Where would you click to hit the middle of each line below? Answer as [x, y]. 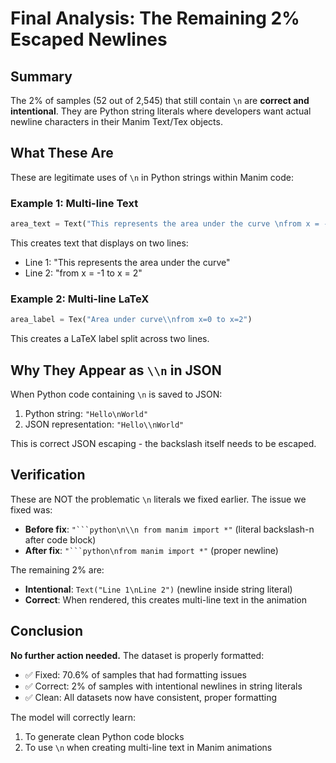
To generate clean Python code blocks [104, 736]
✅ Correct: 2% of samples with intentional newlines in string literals [163, 686]
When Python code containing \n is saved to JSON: [116, 394]
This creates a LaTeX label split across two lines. [110, 339]
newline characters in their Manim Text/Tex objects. [116, 121]
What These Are [62, 153]
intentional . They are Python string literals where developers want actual [161, 111]
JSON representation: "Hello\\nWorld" [104, 424]
